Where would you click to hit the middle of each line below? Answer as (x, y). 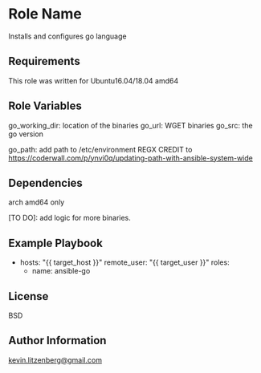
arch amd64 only (37, 202)
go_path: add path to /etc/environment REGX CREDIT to (100, 149)
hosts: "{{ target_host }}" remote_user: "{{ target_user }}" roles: (125, 262)
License (29, 296)
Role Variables (45, 106)
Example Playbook (55, 243)
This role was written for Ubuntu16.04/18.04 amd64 (94, 80)
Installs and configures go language (67, 36)
